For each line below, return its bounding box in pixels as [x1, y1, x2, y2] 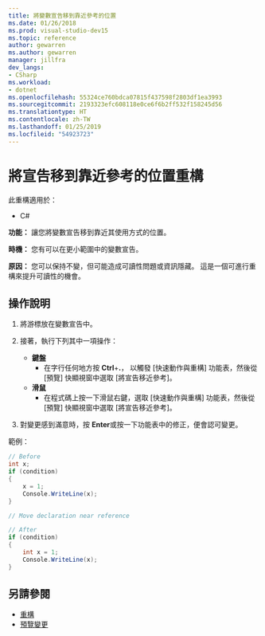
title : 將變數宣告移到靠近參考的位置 [8, 11, 117, 20]
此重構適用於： [8, 194, 57, 204]
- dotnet [8, 85, 37, 94]
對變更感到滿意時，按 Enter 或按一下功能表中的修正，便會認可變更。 [19, 420, 243, 430]
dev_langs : [8, 64, 45, 72]
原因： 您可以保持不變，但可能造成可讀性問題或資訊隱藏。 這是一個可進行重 [8, 261, 256, 271]
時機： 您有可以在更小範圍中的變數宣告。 [8, 244, 143, 253]
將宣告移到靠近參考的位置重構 [8, 167, 205, 185]
